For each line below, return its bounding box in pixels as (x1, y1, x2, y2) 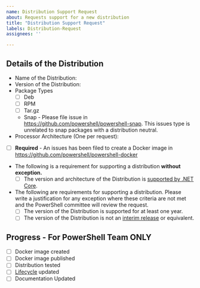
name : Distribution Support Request (6, 8, 97, 15)
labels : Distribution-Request (6, 25, 82, 32)
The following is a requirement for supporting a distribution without (14, 163, 181, 170)
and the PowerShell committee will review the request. (14, 201, 149, 208)
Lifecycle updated (14, 268, 60, 275)
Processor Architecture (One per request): (14, 133, 119, 140)
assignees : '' (6, 31, 42, 37)
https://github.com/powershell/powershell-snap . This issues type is (23, 120, 190, 128)
